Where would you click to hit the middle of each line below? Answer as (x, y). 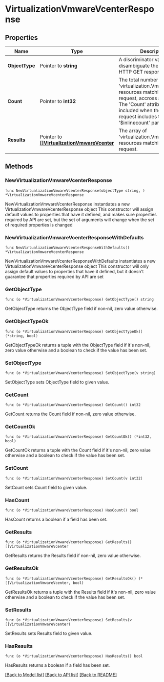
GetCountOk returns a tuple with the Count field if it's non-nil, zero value (78, 450)
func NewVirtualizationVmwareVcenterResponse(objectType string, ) (75, 190)
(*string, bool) (21, 336)
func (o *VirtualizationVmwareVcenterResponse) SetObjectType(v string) (81, 373)
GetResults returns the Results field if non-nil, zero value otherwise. (73, 556)
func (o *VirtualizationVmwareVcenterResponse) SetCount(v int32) (74, 478)
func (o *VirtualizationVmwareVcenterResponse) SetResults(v (69, 620)
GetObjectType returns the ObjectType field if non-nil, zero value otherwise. (81, 309)
